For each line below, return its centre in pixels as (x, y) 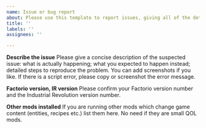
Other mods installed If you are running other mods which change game (98, 107)
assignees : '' (25, 35)
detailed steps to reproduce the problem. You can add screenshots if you (99, 70)
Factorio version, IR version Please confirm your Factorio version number (100, 88)
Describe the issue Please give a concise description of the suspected (96, 57)
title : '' (19, 23)
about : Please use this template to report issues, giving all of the (98, 18)
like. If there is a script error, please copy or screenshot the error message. (101, 77)
